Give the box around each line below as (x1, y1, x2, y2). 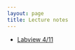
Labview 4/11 (16, 35, 53, 43)
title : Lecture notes (7, 16, 69, 23)
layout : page (7, 10, 44, 17)
